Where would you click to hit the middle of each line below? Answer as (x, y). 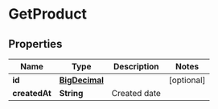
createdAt (32, 93)
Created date (136, 93)
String (71, 93)
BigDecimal (82, 80)
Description (136, 67)
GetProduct (47, 14)
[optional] (187, 80)
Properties (35, 44)
